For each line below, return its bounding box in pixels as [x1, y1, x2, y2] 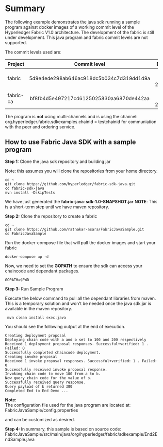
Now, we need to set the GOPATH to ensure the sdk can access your [5, 263, 143, 268]
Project [7, 60, 25, 67]
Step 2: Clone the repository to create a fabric [5, 213, 98, 219]
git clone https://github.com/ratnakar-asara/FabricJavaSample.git [5, 227, 145, 232]
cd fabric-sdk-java [5, 186, 45, 191]
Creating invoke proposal [5, 354, 57, 359]
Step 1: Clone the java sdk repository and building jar [5, 159, 111, 164]
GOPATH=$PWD [5, 277, 29, 282]
